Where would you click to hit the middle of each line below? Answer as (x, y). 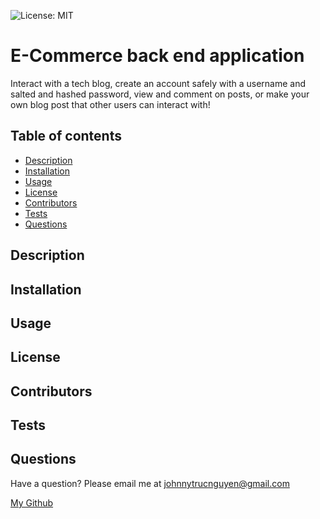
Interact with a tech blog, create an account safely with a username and (158, 83)
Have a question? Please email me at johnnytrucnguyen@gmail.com (150, 483)
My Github (32, 502)
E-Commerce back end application (157, 56)
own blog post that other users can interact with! (110, 104)
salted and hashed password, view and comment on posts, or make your (160, 94)
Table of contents (66, 136)
